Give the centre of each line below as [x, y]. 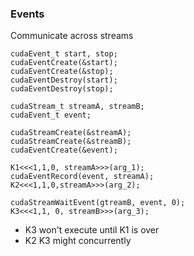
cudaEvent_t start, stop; [64, 54]
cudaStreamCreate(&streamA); [71, 133]
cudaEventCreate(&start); [64, 63]
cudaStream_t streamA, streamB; [77, 107]
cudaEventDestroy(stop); [62, 89]
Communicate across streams [72, 36]
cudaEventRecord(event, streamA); [82, 177]
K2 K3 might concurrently [78, 241]
